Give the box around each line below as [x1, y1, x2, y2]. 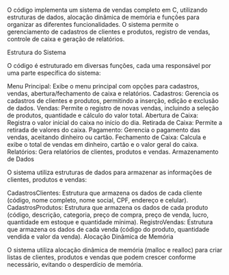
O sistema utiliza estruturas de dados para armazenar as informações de [7, 168, 212, 176]
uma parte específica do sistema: [7, 69, 101, 77]
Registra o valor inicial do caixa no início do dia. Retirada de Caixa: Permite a [7, 119, 223, 126]
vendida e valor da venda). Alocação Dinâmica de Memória [7, 232, 174, 241]
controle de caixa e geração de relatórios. [7, 35, 125, 43]
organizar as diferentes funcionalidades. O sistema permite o [7, 21, 179, 28]
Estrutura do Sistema [7, 48, 66, 56]
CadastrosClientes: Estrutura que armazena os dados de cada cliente [7, 189, 203, 197]
